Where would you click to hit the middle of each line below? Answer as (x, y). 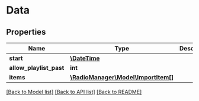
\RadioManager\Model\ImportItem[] (122, 77)
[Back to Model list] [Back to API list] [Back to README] (74, 92)
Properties (26, 32)
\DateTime (85, 58)
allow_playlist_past (37, 68)
